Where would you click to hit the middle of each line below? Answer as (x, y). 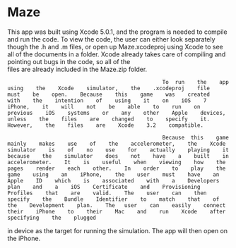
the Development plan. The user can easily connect (117, 205)
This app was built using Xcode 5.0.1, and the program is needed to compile (117, 32)
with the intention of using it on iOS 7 (107, 100)
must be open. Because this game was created (109, 94)
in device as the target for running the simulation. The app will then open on (118, 230)
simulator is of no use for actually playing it (118, 150)
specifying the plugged (52, 218)
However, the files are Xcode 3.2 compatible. (105, 125)
